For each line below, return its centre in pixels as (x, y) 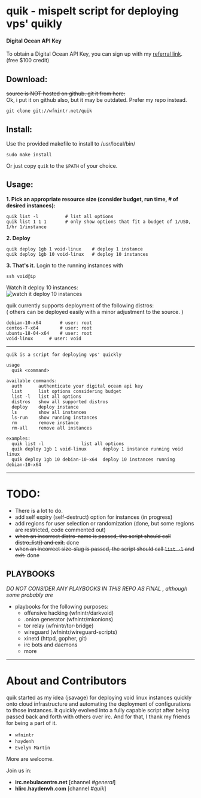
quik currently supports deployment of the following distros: (80, 305)
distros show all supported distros (60, 402)
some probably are (30, 595)
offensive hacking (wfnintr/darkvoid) (69, 613)
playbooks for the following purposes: (62, 606)
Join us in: (19, 770)
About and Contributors (67, 681)
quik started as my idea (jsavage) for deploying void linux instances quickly (99, 697)
